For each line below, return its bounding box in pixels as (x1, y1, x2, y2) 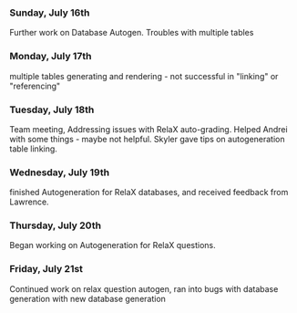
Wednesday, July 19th (9, 166, 110, 179)
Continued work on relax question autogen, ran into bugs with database (9, 283, 279, 294)
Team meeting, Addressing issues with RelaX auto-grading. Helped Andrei (9, 123, 289, 134)
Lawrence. (9, 196, 49, 207)
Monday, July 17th (9, 50, 92, 63)
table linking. (9, 143, 57, 154)
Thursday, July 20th (9, 219, 102, 232)
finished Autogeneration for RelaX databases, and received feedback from (9, 187, 289, 198)
